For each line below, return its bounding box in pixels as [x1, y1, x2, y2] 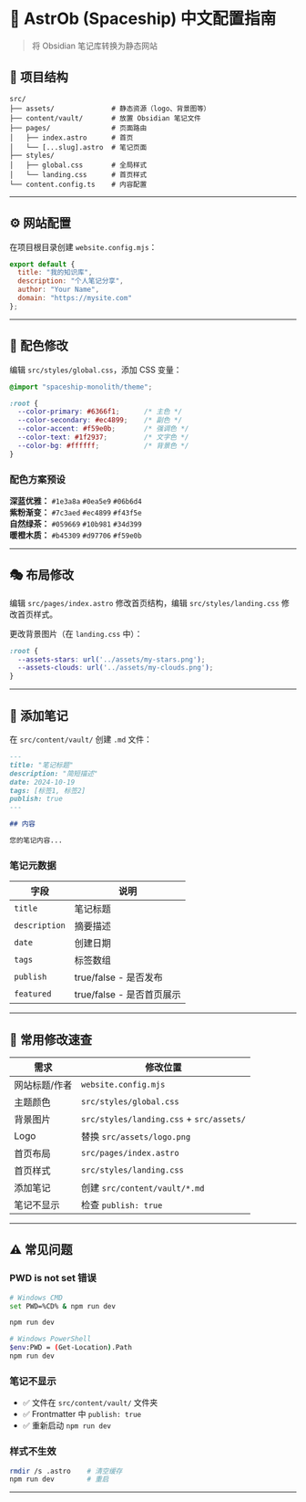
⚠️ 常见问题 [9, 1242, 73, 1257]
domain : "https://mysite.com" [17, 294, 132, 303]
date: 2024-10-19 [9, 777, 76, 787]
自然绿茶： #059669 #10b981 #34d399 [9, 517, 143, 529]
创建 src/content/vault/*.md [80, 1182, 205, 1194]
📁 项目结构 [9, 69, 68, 85]
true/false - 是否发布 [74, 971, 164, 984]
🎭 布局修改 [9, 568, 75, 583]
